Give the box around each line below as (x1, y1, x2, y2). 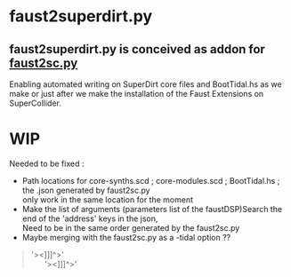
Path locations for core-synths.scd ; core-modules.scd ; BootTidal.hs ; (21, 175, 280, 186)
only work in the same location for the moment (21, 194, 194, 205)
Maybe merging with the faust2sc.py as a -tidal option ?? (21, 232, 231, 242)
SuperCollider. (9, 98, 62, 108)
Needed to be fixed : (9, 158, 85, 169)
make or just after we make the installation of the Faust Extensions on (9, 89, 264, 99)
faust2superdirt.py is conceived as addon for (9, 42, 265, 57)
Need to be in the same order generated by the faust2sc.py (21, 222, 240, 233)
